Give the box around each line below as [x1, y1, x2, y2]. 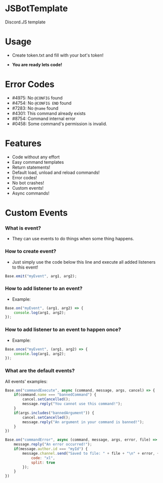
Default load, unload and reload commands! [12, 169, 100, 175]
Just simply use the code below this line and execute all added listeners [12, 259, 156, 265]
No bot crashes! [12, 180, 45, 186]
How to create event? [5, 248, 57, 255]
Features [5, 138, 42, 149]
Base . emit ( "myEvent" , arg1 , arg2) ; [5, 273, 77, 278]
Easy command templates [12, 159, 64, 165]
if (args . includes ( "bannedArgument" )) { [14, 410, 95, 415]
